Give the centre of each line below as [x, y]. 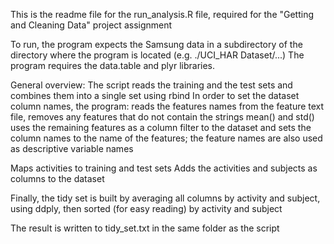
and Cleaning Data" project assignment [91, 25]
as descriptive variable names [72, 148]
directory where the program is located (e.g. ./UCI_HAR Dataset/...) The [157, 55]
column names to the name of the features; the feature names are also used [166, 138]
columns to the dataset [57, 178]
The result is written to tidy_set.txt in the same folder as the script [145, 228]
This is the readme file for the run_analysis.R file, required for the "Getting [162, 14]
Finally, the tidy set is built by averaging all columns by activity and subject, [165, 198]
